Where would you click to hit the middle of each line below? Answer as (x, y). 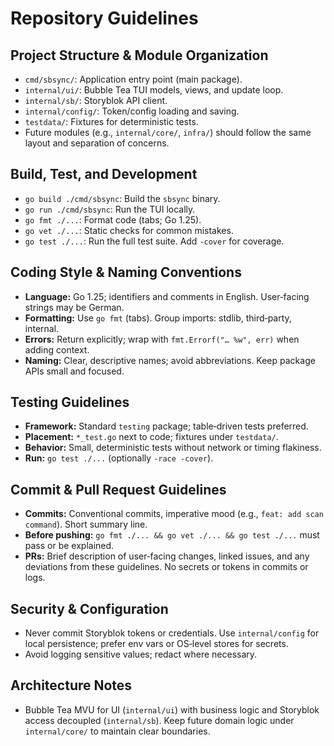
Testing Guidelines (70, 402)
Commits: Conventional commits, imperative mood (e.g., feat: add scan (174, 514)
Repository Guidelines (104, 18)
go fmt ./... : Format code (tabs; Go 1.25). (113, 219)
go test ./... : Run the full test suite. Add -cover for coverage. (154, 241)
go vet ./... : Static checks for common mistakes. (129, 230)
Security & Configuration (89, 608)
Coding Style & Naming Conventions (126, 272)
